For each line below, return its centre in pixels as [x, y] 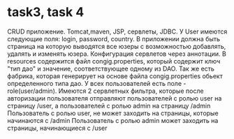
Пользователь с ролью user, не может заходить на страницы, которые [113, 113]
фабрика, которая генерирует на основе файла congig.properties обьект [115, 76]
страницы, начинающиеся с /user [57, 128]
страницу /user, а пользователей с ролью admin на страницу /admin [109, 105]
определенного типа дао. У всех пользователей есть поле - [97, 83]
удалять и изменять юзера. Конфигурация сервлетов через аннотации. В [117, 54]
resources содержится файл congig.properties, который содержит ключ [114, 61]
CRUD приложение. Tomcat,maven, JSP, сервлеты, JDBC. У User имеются [117, 31]
